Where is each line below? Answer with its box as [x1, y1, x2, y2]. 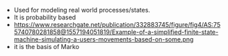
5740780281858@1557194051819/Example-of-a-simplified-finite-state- [13, 28, 219, 36]
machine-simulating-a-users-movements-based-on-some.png [13, 35, 194, 44]
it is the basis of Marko [13, 43, 80, 50]
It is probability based [13, 13, 76, 21]
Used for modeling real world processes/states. [13, 6, 151, 14]
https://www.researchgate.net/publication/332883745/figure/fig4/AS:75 [13, 21, 221, 28]
